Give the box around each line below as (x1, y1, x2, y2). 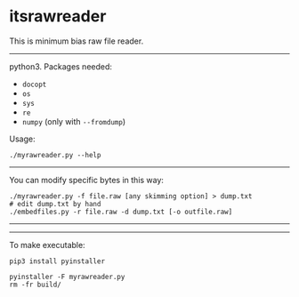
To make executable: (9, 239, 86, 250)
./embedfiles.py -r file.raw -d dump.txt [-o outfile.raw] (9, 207, 233, 216)
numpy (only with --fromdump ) (21, 116, 126, 126)
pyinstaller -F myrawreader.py (9, 272, 125, 281)
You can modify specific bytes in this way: (9, 174, 165, 185)
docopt (21, 80, 47, 89)
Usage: (9, 133, 36, 144)
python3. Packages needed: (9, 60, 113, 72)
